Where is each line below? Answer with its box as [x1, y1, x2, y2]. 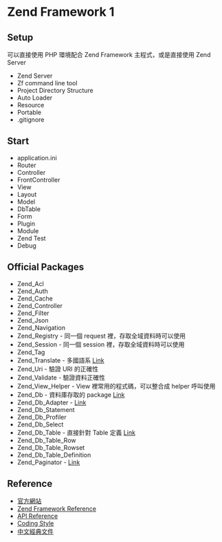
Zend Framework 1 [7, 4, 115, 20]
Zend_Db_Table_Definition [16, 451, 91, 459]
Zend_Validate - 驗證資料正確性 [16, 373, 105, 382]
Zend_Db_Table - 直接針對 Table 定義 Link [16, 428, 136, 437]
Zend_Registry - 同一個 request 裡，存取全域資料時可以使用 [16, 332, 186, 340]
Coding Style [16, 519, 54, 528]
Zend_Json [16, 316, 49, 324]
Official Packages [7, 261, 85, 273]
